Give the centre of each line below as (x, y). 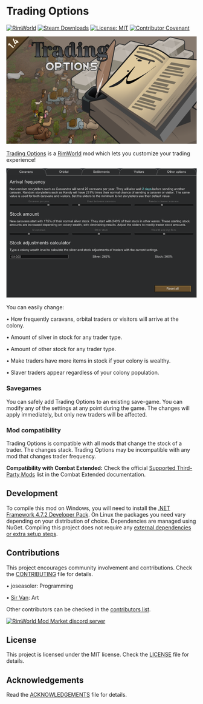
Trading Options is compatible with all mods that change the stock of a (94, 443)
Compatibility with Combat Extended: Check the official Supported (91, 468)
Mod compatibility (34, 430)
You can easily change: (35, 307)
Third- (185, 468)
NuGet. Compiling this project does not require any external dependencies (99, 527)
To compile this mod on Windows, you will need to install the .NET (88, 508)
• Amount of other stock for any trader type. (61, 349)
